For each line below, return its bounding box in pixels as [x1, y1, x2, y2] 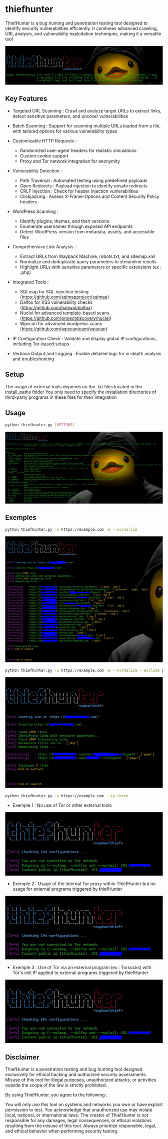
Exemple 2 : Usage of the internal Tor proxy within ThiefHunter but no [12, 881, 156, 887]
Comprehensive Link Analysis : [12, 243, 76, 249]
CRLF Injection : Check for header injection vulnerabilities [19, 188, 138, 194]
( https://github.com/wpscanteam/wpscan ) [19, 326, 107, 332]
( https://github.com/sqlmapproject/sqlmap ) [19, 294, 109, 300]
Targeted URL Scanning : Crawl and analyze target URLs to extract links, [12, 107, 161, 113]
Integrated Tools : [12, 279, 49, 285]
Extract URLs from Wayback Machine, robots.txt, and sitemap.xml [19, 253, 156, 259]
